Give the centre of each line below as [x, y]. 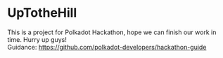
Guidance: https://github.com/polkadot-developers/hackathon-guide [107, 47]
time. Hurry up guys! [37, 39]
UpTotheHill [42, 13]
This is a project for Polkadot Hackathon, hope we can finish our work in [112, 32]
